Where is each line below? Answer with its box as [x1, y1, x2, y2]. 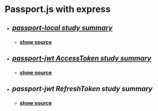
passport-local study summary [12, 24, 113, 32]
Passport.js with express [5, 4, 111, 15]
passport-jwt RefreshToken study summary [12, 84, 153, 93]
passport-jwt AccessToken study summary [12, 54, 151, 62]
